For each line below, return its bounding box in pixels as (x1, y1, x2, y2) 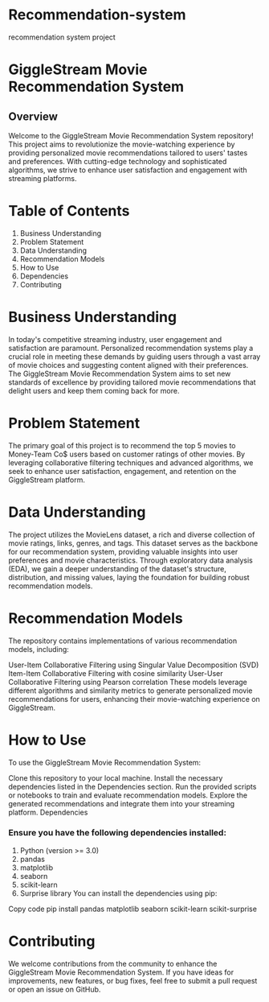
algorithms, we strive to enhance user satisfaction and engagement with (8, 165, 247, 175)
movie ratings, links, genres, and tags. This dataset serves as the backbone (8, 538, 259, 548)
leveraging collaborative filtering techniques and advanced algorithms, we (8, 457, 254, 468)
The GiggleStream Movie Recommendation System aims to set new (8, 369, 231, 378)
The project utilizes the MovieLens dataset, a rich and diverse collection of (8, 530, 255, 539)
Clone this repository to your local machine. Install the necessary (8, 773, 223, 782)
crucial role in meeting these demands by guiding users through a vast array (8, 352, 261, 361)
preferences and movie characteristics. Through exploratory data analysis (8, 555, 253, 565)
